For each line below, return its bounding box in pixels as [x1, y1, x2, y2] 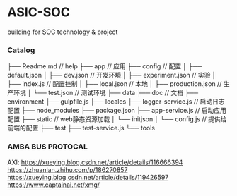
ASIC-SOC [7, 4, 71, 20]
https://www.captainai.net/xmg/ [7, 180, 100, 189]
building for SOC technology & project [7, 27, 118, 36]
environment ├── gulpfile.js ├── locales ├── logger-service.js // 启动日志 [7, 97, 225, 106]
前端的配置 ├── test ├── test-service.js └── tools [7, 124, 156, 133]
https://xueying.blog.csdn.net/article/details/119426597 [7, 173, 169, 181]
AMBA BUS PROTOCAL [7, 142, 88, 152]
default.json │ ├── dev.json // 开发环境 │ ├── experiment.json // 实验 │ [7, 71, 216, 80]
